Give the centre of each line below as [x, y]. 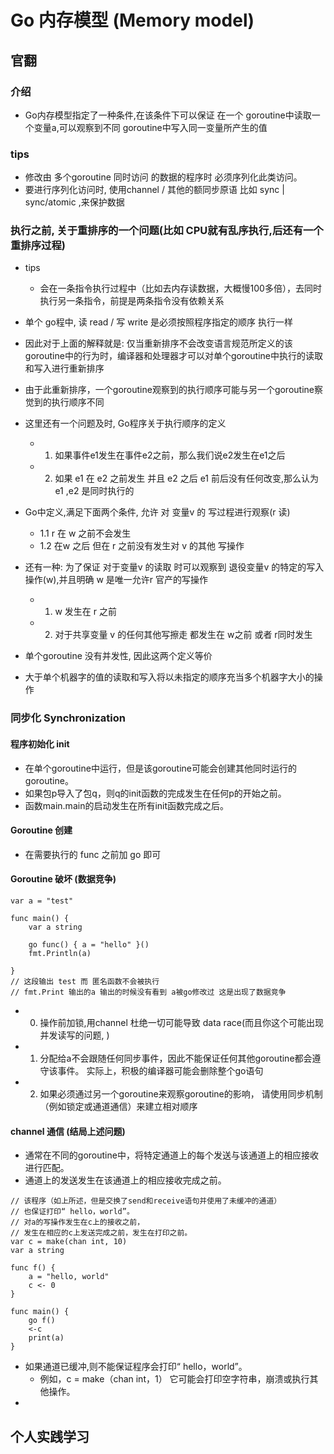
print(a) [46, 1338]
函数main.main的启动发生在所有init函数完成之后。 [127, 805]
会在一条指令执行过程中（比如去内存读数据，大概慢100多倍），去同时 [180, 288]
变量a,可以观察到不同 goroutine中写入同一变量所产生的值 [150, 127]
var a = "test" [42, 901]
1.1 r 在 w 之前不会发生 [85, 533]
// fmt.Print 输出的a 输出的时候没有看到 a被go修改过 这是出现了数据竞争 [148, 992]
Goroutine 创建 [41, 830]
